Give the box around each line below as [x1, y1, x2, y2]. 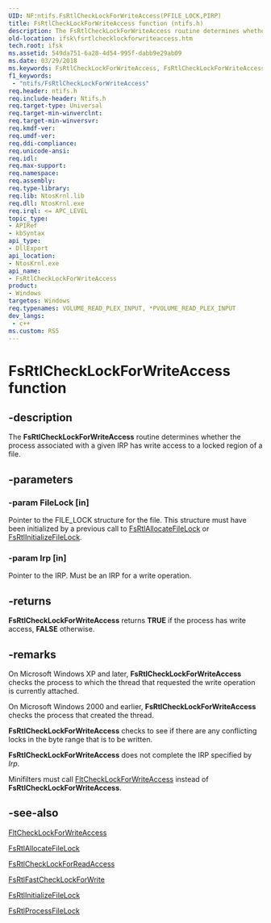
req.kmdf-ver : [8, 124, 56, 132]
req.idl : [8, 154, 38, 162]
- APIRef [8, 222, 38, 230]
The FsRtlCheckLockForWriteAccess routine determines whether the [8, 432, 241, 442]
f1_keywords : [8, 72, 52, 80]
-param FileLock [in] [8, 497, 90, 508]
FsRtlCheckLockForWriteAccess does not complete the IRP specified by [8, 750, 252, 759]
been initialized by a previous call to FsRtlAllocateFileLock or [8, 524, 210, 533]
